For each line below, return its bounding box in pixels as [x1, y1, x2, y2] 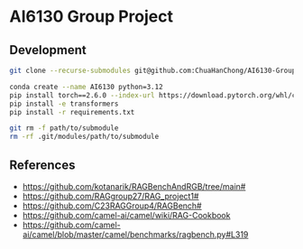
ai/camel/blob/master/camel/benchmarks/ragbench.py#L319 [22, 228, 249, 240]
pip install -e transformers [9, 99, 119, 108]
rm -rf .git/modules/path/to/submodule [9, 133, 160, 142]
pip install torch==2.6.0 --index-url [9, 90, 155, 100]
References [9, 157, 76, 172]
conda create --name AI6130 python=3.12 [9, 82, 164, 91]
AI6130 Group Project [9, 6, 174, 27]
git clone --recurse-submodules [9, 66, 131, 75]
